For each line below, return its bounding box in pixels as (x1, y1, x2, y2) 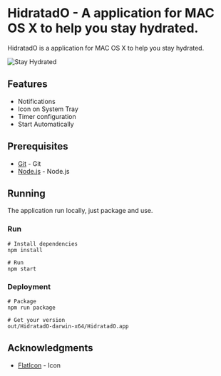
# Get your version (7, 316, 66, 323)
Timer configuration (17, 112, 76, 120)
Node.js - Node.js (17, 167, 70, 175)
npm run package (7, 304, 56, 311)
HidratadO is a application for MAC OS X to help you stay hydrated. (7, 43, 205, 52)
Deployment (7, 281, 51, 291)
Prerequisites (7, 140, 68, 152)
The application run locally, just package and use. (7, 207, 153, 215)
